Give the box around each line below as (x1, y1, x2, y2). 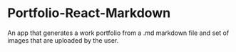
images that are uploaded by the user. (7, 36, 119, 44)
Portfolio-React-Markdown (7, 5, 171, 21)
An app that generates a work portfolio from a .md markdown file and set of (7, 28, 230, 37)
